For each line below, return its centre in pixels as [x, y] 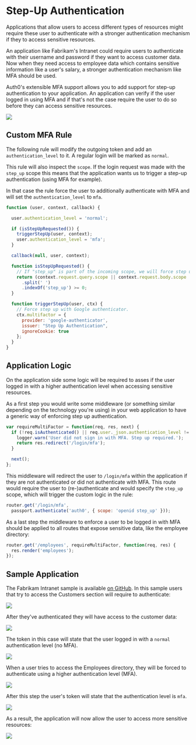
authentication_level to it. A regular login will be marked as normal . [87, 155]
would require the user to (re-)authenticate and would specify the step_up [94, 488]
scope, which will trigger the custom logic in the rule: [70, 494]
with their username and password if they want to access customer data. [94, 57]
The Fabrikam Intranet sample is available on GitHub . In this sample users [94, 588]
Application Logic [39, 366]
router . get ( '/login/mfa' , [37, 505]
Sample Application [43, 574]
